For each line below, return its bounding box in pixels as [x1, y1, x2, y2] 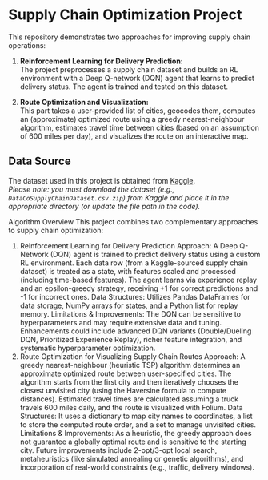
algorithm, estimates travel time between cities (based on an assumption [19, 123, 260, 132]
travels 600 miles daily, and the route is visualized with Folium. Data [19, 402, 243, 412]
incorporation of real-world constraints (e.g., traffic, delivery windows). [19, 462, 254, 472]
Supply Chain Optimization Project [8, 6, 242, 24]
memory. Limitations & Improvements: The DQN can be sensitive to [19, 309, 242, 318]
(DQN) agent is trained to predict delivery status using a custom [50, 249, 261, 259]
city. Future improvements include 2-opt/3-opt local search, [19, 445, 218, 454]
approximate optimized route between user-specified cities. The [19, 369, 232, 378]
